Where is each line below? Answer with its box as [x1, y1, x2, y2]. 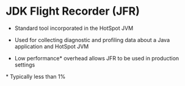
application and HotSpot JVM [14, 43, 89, 50]
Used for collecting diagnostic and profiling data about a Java [14, 36, 170, 43]
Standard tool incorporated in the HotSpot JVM [14, 24, 134, 32]
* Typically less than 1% [5, 73, 66, 80]
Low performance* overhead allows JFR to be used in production [14, 54, 180, 62]
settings [14, 61, 35, 68]
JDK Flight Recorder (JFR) [5, 4, 140, 18]
